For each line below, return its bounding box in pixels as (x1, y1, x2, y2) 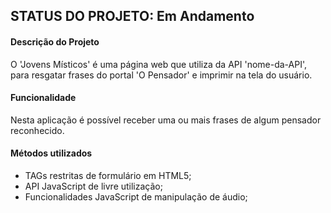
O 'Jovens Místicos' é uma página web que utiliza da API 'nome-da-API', (10, 58, 308, 70)
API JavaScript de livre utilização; (24, 180, 163, 192)
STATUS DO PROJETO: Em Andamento (10, 8, 255, 25)
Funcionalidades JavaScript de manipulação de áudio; (24, 191, 248, 203)
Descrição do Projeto (10, 35, 100, 48)
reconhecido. (10, 124, 65, 136)
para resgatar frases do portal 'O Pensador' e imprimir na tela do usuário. (10, 69, 313, 81)
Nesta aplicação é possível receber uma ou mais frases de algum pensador (10, 114, 322, 126)
